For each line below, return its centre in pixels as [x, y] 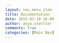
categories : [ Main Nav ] [30, 33]
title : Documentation [28, 14]
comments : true [21, 28]
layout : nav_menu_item [29, 10]
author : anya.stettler [29, 23]
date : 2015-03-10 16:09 [30, 19]
